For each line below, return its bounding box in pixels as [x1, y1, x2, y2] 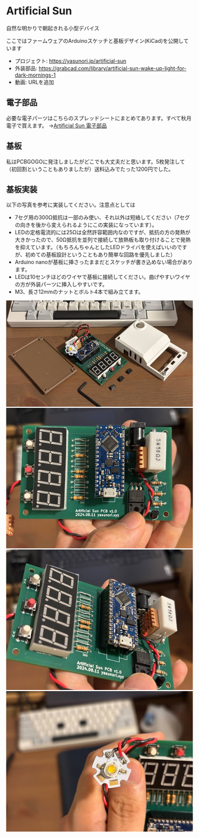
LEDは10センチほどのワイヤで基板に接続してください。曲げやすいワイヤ [14, 274, 191, 281]
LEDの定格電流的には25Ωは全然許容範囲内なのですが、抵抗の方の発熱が [14, 229, 191, 236]
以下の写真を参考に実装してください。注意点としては [6, 201, 136, 209]
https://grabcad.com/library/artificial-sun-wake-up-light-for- [38, 64, 187, 72]
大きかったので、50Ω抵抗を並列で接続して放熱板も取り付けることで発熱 [14, 236, 191, 243]
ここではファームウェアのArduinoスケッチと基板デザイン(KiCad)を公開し [6, 37, 184, 44]
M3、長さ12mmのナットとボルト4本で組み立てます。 [14, 288, 144, 296]
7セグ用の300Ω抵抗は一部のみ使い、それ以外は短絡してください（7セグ [14, 214, 190, 221]
